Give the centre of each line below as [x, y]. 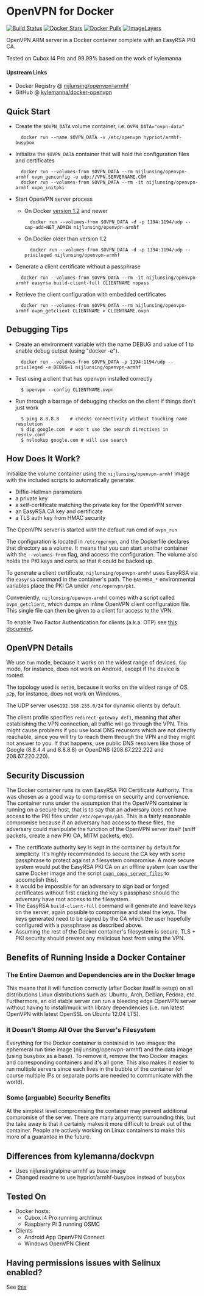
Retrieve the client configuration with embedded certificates [90, 294]
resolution [29, 424]
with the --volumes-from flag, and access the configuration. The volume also [102, 554]
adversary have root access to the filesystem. [72, 899]
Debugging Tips [37, 330]
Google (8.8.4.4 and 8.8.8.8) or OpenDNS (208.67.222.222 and [85, 750]
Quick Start [28, 111]
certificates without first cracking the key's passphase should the [97, 893]
